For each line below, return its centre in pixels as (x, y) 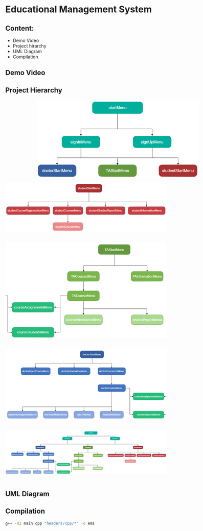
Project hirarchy (30, 46)
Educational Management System (79, 9)
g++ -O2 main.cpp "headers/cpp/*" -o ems (50, 524)
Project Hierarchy (34, 90)
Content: (20, 28)
